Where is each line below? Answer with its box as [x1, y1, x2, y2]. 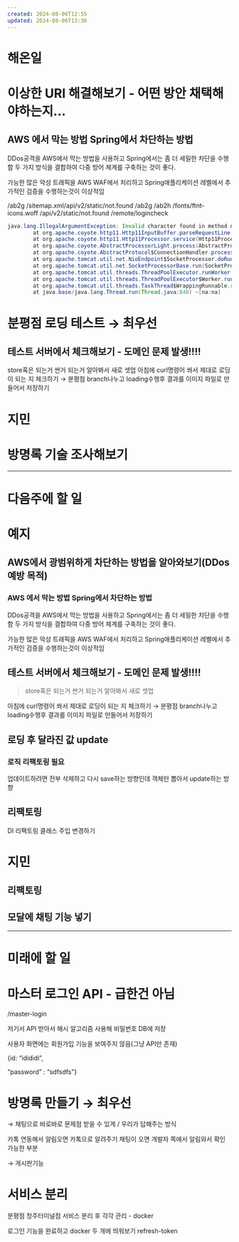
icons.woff [7, 208, 38, 217]
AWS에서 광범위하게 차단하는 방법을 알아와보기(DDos [7, 557, 230, 569]
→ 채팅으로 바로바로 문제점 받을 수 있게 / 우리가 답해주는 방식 [7, 1120, 176, 1129]
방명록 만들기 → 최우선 [7, 1095, 132, 1111]
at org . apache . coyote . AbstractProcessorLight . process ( [33, 242, 199, 250]
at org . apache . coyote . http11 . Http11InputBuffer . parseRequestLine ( [33, 229, 234, 236]
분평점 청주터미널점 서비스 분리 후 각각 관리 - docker [7, 1211, 154, 1220]
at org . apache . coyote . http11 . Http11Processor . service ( [33, 236, 199, 243]
